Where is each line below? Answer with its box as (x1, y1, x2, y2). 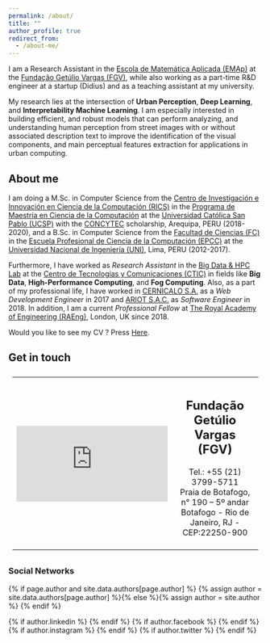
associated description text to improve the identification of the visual (8, 131, 236, 141)
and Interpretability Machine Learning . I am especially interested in (8, 106, 235, 116)
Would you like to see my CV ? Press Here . (8, 327, 151, 337)
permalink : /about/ (8, 11, 74, 20)
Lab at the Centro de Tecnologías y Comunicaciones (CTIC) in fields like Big (8, 268, 260, 279)
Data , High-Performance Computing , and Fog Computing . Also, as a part (8, 277, 255, 287)
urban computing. (8, 149, 68, 158)
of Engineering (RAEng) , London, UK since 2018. (8, 312, 169, 321)
